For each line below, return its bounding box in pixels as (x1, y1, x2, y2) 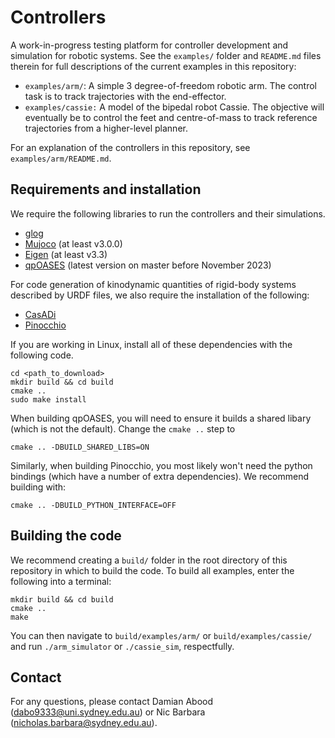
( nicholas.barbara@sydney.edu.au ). (10, 717, 158, 729)
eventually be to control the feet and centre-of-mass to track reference (24, 111, 318, 123)
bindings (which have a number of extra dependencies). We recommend (10, 470, 310, 482)
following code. (10, 349, 74, 361)
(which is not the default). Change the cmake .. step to (10, 422, 236, 435)
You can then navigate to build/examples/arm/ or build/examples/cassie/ (10, 629, 313, 641)
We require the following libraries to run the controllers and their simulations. (10, 207, 326, 220)
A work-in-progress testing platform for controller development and (10, 39, 289, 51)
